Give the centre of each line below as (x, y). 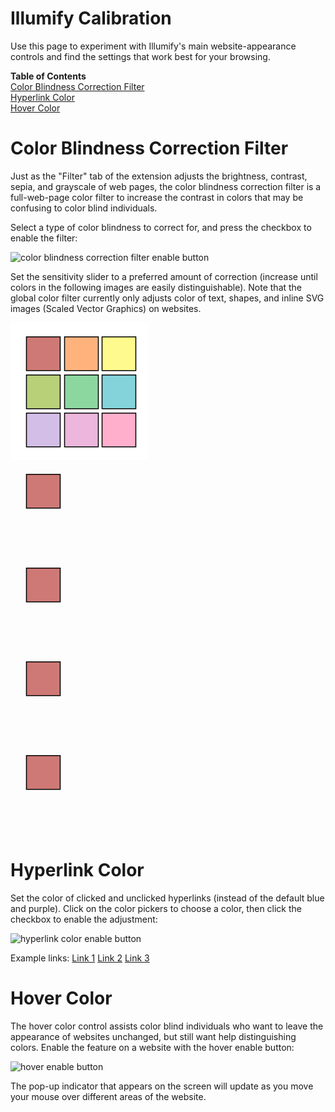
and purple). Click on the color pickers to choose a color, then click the (156, 908)
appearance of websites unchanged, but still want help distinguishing (153, 1036)
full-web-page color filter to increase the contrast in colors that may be (157, 197)
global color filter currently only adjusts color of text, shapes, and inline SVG (167, 298)
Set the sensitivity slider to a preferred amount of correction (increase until (164, 276)
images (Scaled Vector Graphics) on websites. (106, 308)
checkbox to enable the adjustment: (84, 919)
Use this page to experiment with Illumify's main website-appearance (153, 46)
